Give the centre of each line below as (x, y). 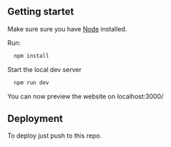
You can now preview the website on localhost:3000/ (85, 96)
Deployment (35, 118)
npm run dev (32, 82)
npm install (32, 56)
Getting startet (41, 12)
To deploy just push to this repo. (55, 136)
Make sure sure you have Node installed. (67, 29)
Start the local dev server (45, 69)
